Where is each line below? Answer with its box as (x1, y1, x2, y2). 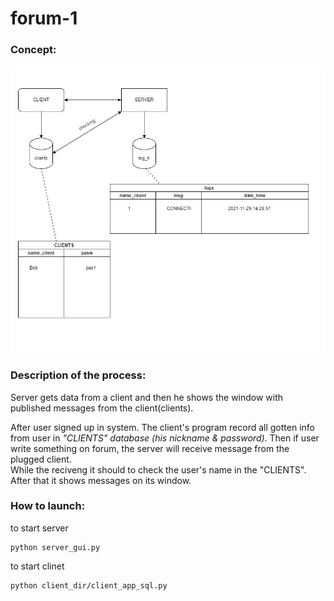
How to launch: (10, 499, 86, 513)
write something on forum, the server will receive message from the (10, 442, 290, 454)
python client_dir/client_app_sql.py (10, 580, 168, 591)
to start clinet (10, 560, 65, 572)
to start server (10, 522, 69, 534)
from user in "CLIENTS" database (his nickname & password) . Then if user (10, 432, 320, 444)
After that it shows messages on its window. (10, 474, 192, 486)
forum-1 (10, 7, 78, 30)
